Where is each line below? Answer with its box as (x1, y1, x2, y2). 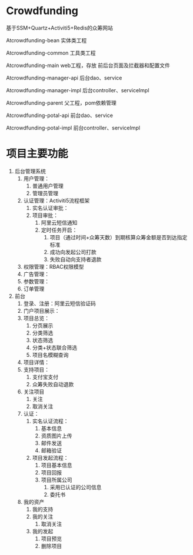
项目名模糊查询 (32, 351, 69, 358)
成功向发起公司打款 (49, 248, 96, 255)
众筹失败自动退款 (32, 380, 74, 387)
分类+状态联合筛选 (32, 344, 78, 351)
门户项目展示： (23, 307, 60, 314)
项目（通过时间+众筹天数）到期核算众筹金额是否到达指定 (49, 233, 188, 240)
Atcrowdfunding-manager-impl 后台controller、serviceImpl (6, 86, 149, 93)
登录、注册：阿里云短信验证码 (23, 300, 96, 307)
